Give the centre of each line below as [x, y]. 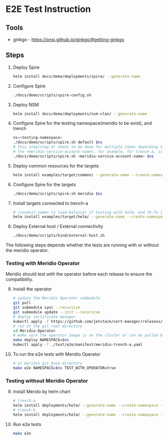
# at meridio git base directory [48, 363]
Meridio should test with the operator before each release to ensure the [79, 274]
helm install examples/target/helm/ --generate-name [69, 217]
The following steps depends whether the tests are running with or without [82, 245]
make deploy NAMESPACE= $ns [41, 340]
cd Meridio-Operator [34, 331]
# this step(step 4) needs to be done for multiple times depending [85, 147]
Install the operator [32, 289]
